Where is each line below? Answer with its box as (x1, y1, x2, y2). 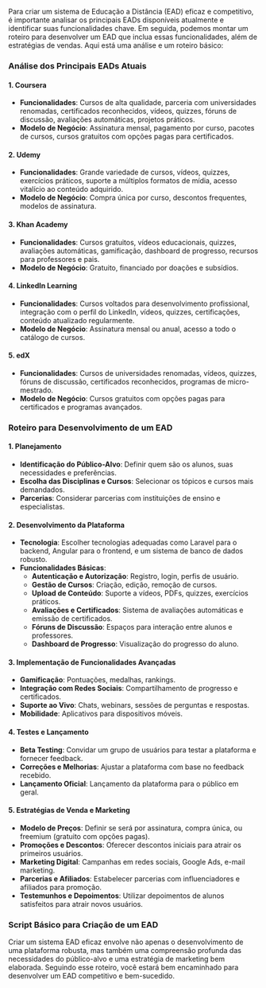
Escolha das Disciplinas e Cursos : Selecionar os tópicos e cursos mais (19, 477, 254, 486)
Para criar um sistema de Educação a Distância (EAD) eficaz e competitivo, (8, 7, 254, 16)
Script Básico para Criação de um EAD (8, 919, 159, 930)
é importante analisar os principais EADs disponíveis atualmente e (8, 15, 225, 25)
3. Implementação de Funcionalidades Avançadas (8, 657, 176, 667)
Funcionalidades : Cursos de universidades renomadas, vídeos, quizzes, (19, 368, 257, 377)
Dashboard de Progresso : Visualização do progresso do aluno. (31, 639, 240, 649)
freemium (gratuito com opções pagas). (19, 831, 151, 841)
